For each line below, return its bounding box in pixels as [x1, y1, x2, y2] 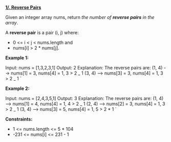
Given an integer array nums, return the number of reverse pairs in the [5, 14, 155, 20]
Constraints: [5, 116, 33, 122]
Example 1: [5, 55, 29, 61]
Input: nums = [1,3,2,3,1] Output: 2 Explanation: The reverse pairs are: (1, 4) [5, 65, 163, 70]
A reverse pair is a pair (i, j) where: [5, 30, 79, 35]
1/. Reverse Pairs [5, 5, 41, 10]
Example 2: [5, 85, 30, 91]
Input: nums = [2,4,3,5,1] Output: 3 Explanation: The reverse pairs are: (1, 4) [5, 96, 164, 101]
